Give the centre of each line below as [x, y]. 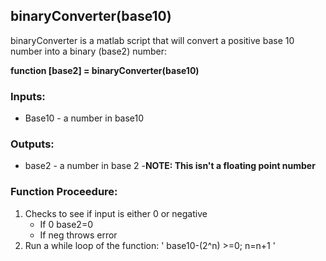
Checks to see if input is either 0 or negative [116, 213]
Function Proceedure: [64, 192]
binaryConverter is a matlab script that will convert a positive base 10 [152, 40]
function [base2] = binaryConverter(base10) [105, 70]
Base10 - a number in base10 [84, 118]
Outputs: [32, 144]
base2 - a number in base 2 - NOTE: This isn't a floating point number [170, 166]
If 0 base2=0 [66, 224]
